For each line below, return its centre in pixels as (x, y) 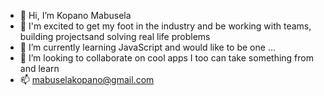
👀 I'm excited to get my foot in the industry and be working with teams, (165, 26)
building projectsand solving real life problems (115, 36)
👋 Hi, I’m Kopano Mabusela (75, 15)
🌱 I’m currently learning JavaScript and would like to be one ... (147, 47)
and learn (39, 68)
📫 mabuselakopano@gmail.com (87, 79)
